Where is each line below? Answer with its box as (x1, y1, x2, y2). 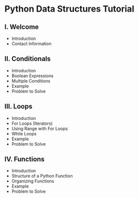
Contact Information (11, 41, 52, 47)
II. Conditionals (4, 55, 51, 63)
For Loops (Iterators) (11, 120, 53, 126)
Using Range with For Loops (11, 125, 68, 132)
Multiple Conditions (11, 78, 51, 83)
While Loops (11, 131, 37, 136)
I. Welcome (4, 23, 39, 31)
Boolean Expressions (11, 73, 54, 79)
